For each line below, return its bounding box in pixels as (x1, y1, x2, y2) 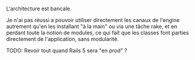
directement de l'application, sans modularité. (6, 36, 119, 42)
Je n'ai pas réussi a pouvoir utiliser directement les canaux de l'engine (6, 17, 180, 23)
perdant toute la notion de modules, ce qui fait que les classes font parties (6, 29, 190, 36)
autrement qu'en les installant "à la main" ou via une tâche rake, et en (6, 23, 178, 30)
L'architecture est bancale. (6, 5, 72, 12)
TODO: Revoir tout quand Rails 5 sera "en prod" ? (6, 47, 127, 54)
